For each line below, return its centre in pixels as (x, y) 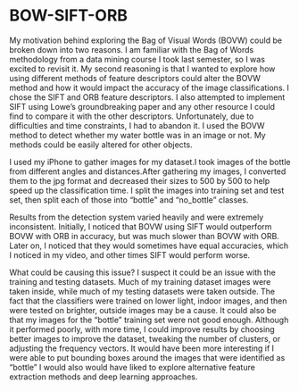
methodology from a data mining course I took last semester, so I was (137, 59)
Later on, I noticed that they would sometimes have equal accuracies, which (149, 245)
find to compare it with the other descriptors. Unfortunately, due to (132, 116)
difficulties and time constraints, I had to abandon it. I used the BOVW (137, 125)
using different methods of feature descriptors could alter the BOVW (135, 78)
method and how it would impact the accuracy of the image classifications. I (149, 87)
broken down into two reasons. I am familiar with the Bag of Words (132, 49)
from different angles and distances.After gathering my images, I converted (148, 171)
